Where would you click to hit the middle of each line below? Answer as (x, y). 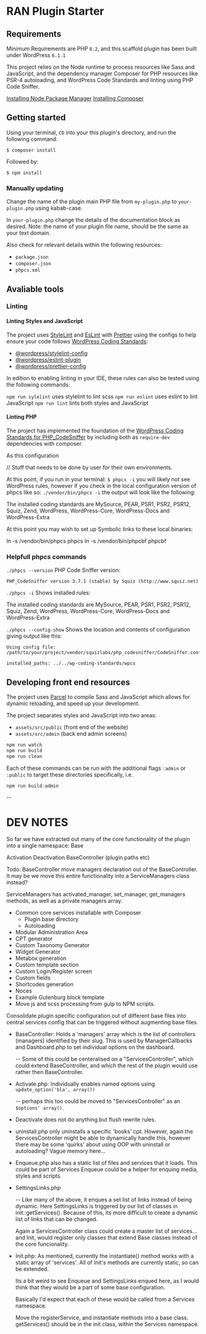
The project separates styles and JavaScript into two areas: (82, 715)
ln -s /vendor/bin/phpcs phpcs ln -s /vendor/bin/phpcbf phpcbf (86, 541)
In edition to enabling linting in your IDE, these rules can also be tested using (103, 378)
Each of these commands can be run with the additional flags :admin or (96, 768)
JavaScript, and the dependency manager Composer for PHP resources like (102, 74)
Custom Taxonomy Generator (52, 945)
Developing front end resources (68, 682)
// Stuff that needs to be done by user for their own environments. (90, 467)
